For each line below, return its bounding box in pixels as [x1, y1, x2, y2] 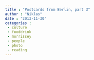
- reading [7, 47, 27, 52]
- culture [7, 25, 27, 30]
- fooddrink [7, 30, 32, 34]
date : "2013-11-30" [5, 16, 47, 21]
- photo [7, 43, 23, 48]
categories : [5, 20, 32, 26]
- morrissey [7, 34, 32, 39]
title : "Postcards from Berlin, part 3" [5, 7, 91, 12]
